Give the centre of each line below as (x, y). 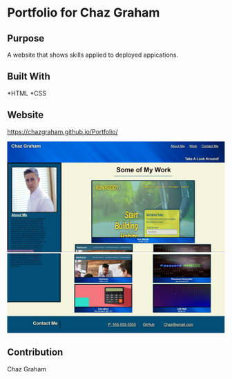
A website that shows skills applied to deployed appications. (93, 55)
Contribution (35, 352)
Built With (29, 76)
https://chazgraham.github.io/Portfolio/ (63, 131)
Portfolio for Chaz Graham (84, 13)
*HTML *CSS (27, 93)
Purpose (26, 38)
